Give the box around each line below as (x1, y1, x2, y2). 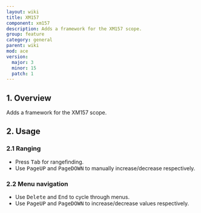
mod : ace (6, 48, 28, 54)
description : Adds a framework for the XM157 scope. (6, 25, 142, 32)
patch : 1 (12, 71, 34, 77)
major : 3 (12, 59, 34, 65)
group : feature (6, 31, 45, 37)
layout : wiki (6, 8, 39, 15)
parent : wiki (6, 43, 39, 49)
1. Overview (6, 93, 51, 103)
